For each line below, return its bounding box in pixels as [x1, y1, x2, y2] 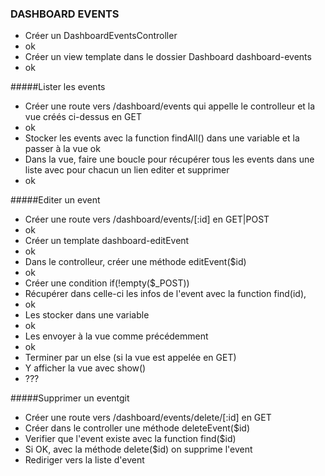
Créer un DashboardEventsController [24, 30, 178, 42]
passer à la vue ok [24, 143, 101, 155]
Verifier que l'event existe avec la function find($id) [24, 433, 237, 445]
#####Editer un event [10, 194, 101, 206]
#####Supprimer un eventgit [10, 392, 130, 404]
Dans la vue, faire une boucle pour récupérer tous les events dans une [24, 153, 315, 166]
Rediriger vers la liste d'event [24, 454, 145, 466]
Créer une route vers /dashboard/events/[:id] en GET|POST [24, 213, 270, 226]
